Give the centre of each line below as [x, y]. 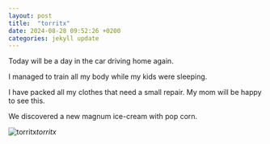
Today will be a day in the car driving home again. [91, 61]
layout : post [30, 16]
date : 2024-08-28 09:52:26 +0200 [65, 31]
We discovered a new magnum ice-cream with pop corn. [103, 117]
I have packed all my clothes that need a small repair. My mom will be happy [135, 93]
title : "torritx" [39, 23]
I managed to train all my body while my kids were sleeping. [108, 76]
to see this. [27, 101]
